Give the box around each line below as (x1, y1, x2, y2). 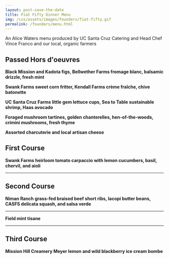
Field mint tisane (5, 215, 41, 221)
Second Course (5, 182, 55, 191)
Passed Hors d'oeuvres (5, 55, 80, 64)
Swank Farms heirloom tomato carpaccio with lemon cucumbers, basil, (5, 157, 157, 163)
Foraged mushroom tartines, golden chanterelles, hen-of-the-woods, (5, 114, 153, 120)
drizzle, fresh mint (5, 74, 44, 80)
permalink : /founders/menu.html (5, 21, 73, 27)
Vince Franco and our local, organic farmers (5, 41, 97, 47)
